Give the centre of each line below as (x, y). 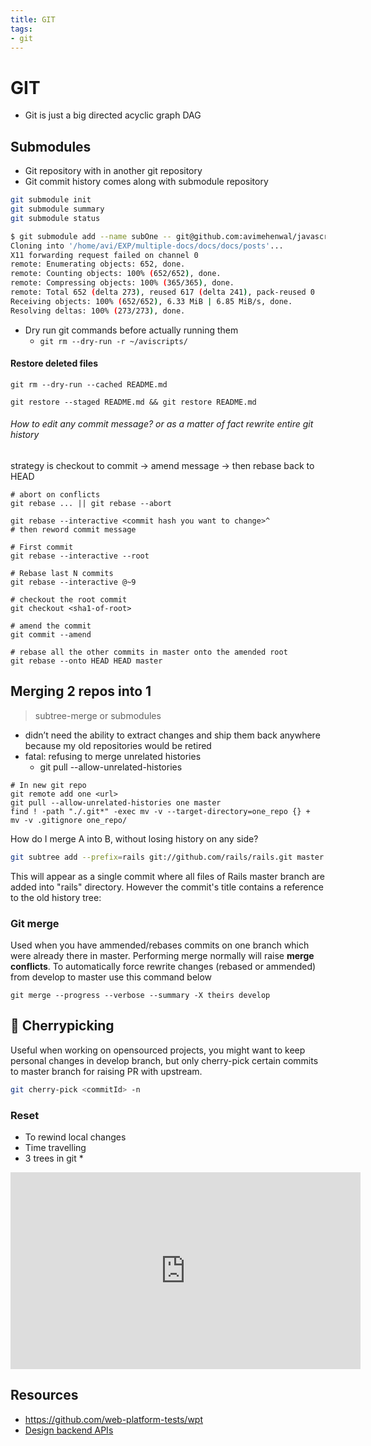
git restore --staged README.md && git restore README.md (133, 402)
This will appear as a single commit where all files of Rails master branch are (167, 876)
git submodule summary (57, 209)
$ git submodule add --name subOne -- (91, 236)
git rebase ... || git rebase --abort (91, 504)
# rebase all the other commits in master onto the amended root (149, 652)
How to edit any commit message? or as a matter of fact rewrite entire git (162, 424)
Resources (44, 1395)
